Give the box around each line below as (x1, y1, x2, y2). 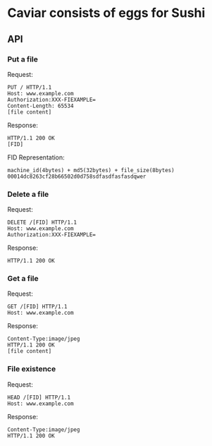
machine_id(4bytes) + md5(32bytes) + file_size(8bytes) (7, 167, 175, 174)
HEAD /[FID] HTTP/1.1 (7, 394, 71, 401)
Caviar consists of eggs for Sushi (7, 5, 206, 21)
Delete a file (7, 189, 49, 199)
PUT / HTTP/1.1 (7, 83, 52, 91)
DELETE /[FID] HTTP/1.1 (7, 219, 77, 227)
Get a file (7, 274, 39, 284)
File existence (7, 364, 56, 374)
